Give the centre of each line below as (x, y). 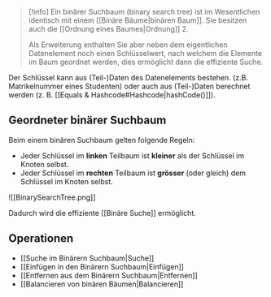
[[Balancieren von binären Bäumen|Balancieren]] (102, 284)
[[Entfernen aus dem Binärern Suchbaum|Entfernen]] (109, 275)
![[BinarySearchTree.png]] (52, 197)
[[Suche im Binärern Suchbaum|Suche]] (87, 258)
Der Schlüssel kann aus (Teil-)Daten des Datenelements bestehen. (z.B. (129, 77)
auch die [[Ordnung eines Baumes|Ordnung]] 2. (108, 29)
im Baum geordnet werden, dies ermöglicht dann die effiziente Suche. (146, 62)
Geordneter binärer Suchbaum (87, 121)
